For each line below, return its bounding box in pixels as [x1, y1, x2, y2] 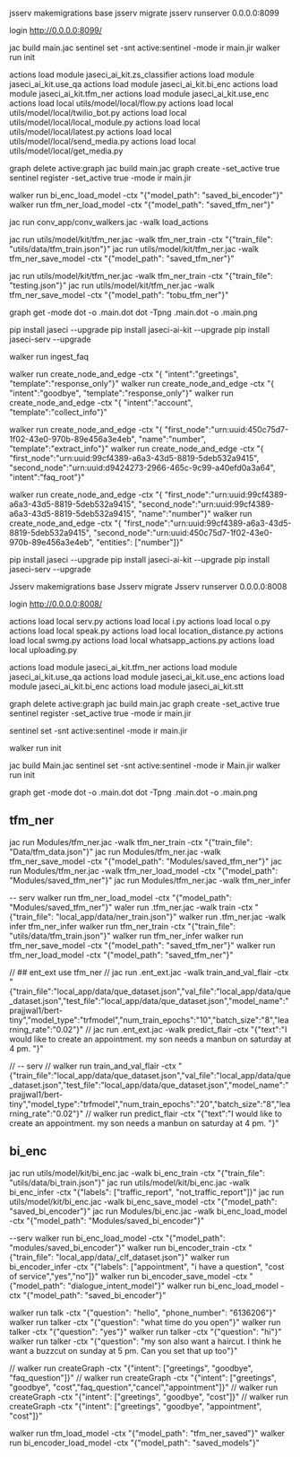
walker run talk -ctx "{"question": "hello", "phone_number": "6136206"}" [9, 1307, 277, 1318]
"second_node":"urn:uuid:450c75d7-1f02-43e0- [92, 528, 273, 537]
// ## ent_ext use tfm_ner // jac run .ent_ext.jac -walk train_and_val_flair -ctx [9, 966, 289, 977]
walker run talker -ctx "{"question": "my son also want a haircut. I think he [9, 1336, 282, 1347]
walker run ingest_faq [9, 352, 90, 362]
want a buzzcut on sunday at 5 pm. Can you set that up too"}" [9, 1345, 238, 1356]
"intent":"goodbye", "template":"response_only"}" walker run [9, 388, 235, 398]
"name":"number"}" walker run [138, 509, 253, 519]
